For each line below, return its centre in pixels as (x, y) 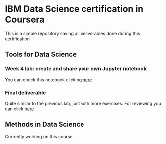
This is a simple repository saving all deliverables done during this (73, 33)
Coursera (25, 20)
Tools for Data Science (41, 55)
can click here (20, 109)
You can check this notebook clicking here (49, 79)
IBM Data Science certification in (74, 9)
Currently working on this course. (39, 136)
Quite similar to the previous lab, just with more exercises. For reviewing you (83, 103)
